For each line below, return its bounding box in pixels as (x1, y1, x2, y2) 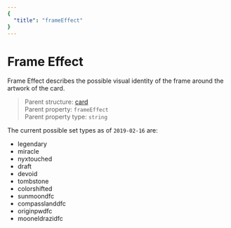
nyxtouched (17, 155, 53, 163)
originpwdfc (17, 207, 53, 215)
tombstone (17, 177, 49, 186)
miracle (17, 147, 40, 156)
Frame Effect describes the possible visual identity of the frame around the (7, 76, 224, 85)
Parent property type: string (24, 113, 107, 121)
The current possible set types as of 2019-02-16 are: (7, 126, 158, 135)
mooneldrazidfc (17, 215, 63, 223)
